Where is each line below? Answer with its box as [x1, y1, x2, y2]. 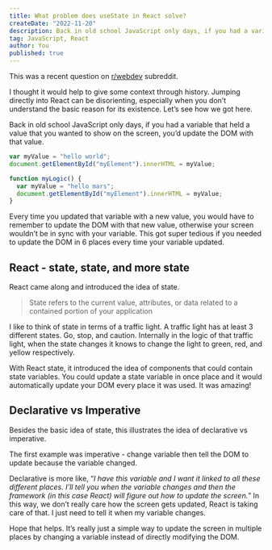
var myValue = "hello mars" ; [16, 182, 115, 190]
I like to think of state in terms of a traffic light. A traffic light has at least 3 [9, 322, 253, 331]
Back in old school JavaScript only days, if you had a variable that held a [9, 120, 250, 129]
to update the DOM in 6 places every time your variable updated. [9, 237, 225, 247]
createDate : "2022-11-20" [9, 19, 96, 27]
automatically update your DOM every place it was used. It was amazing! [9, 381, 252, 390]
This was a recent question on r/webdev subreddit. [9, 72, 178, 81]
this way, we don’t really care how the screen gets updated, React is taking [9, 499, 258, 509]
